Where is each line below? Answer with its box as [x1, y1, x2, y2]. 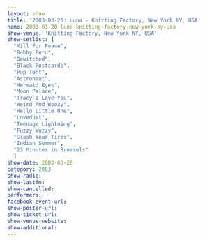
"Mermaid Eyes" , [13, 82, 61, 89]
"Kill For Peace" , [13, 43, 68, 50]
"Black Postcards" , [13, 62, 70, 69]
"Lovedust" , [13, 114, 49, 121]
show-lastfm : [7, 179, 45, 186]
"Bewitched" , [13, 56, 52, 63]
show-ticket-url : [7, 211, 58, 218]
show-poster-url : [7, 205, 58, 212]
